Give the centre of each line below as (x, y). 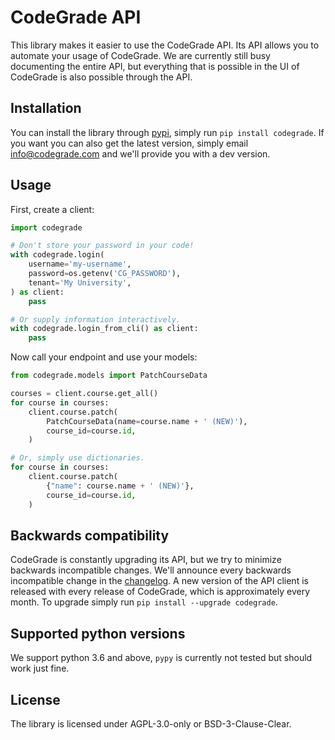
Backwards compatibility (90, 535)
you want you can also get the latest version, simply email (129, 143)
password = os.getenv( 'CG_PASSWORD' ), (105, 274)
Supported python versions (98, 633)
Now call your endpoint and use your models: (104, 357)
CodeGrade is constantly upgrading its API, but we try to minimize (146, 560)
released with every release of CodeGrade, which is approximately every (160, 592)
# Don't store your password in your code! (102, 246)
